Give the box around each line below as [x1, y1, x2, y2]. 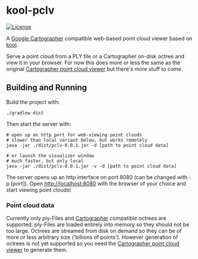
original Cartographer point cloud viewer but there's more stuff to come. [6, 65, 183, 72]
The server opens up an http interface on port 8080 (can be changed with [6, 173, 188, 180]
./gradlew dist [6, 110, 44, 116]
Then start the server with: [6, 120, 71, 127]
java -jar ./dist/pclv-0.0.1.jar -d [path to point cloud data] [6, 142, 169, 148]
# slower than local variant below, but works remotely [6, 137, 147, 143]
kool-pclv [6, 4, 55, 17]
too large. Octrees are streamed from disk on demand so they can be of [6, 227, 183, 235]
